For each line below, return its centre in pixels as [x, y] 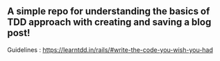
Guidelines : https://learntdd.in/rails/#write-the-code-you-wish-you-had [110, 50]
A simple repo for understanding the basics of [109, 11]
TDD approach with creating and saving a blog [109, 23]
